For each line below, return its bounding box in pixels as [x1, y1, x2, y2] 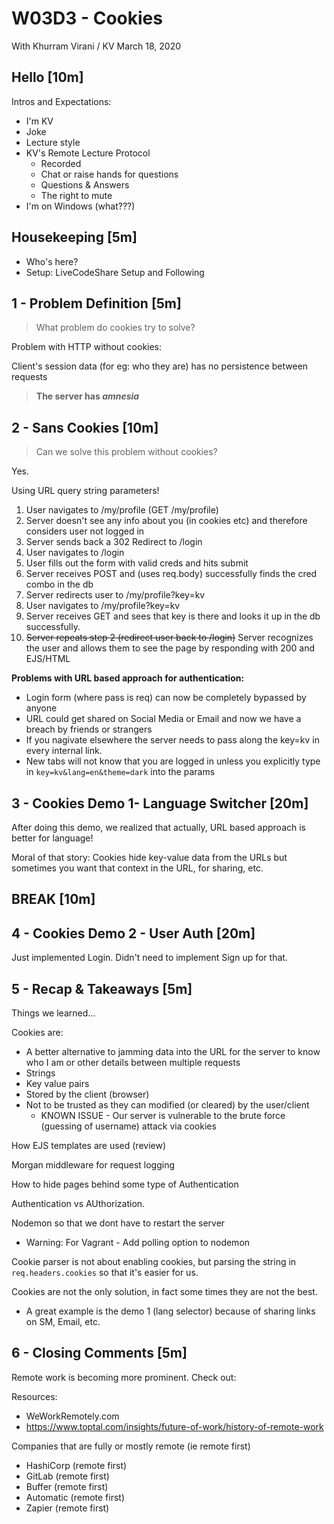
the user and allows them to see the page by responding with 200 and [25, 642, 316, 654]
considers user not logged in [25, 525, 145, 537]
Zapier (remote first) [25, 1502, 110, 1514]
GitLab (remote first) [25, 1470, 110, 1482]
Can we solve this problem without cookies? [35, 446, 218, 458]
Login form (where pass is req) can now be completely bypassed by [25, 692, 307, 704]
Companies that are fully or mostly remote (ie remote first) [11, 1440, 251, 1452]
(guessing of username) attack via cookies [40, 1120, 217, 1132]
